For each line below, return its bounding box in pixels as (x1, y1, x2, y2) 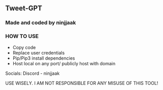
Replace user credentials (12, 50, 65, 56)
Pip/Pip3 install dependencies (12, 55, 75, 61)
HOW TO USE (5, 33, 39, 40)
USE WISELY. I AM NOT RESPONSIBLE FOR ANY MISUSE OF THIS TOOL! (5, 80, 158, 86)
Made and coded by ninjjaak (5, 19, 76, 26)
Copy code (12, 44, 36, 50)
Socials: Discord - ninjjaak (5, 70, 60, 76)
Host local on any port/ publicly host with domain (12, 60, 116, 66)
